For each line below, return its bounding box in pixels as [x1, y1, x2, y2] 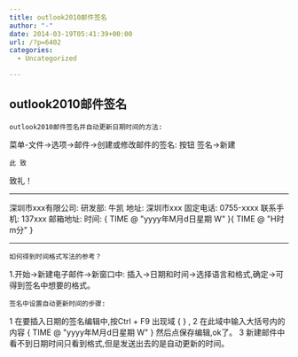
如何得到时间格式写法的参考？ [9, 252, 102, 261]
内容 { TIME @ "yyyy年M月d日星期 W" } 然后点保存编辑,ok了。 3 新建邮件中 [9, 327, 286, 338]
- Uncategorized [17, 54, 77, 63]
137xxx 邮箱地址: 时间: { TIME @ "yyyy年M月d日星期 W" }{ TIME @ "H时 [20, 213, 285, 224]
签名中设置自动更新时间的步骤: [9, 299, 106, 308]
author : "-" [9, 21, 53, 30]
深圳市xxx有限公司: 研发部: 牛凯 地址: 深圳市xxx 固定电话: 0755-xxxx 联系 [9, 202, 277, 213]
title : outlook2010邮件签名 [9, 12, 108, 22]
